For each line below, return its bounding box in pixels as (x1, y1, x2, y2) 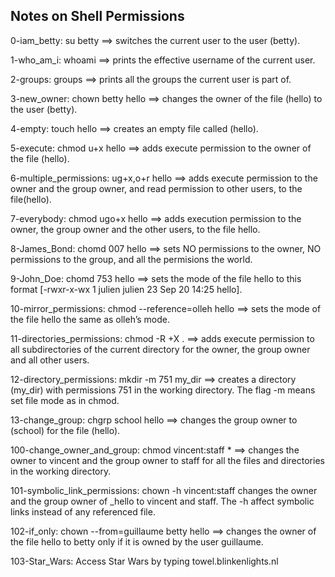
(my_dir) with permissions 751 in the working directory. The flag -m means (10, 384, 316, 396)
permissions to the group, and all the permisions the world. (10, 253, 253, 265)
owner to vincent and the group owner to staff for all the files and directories (10, 454, 325, 466)
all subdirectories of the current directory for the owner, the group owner (10, 343, 311, 355)
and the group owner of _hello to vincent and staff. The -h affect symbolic (10, 495, 315, 507)
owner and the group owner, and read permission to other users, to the (10, 182, 303, 194)
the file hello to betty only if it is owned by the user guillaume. (10, 535, 264, 548)
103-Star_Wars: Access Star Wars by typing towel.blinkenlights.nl (10, 555, 279, 567)
